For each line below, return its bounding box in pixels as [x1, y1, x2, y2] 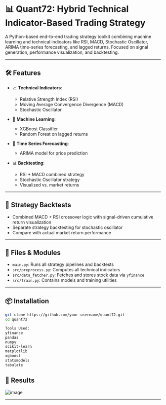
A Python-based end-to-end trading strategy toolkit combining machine [5, 34, 152, 39]
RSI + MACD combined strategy [19, 171, 85, 177]
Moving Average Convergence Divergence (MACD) [19, 101, 124, 107]
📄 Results [5, 376, 35, 385]
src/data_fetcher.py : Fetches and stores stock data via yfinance [12, 272, 145, 278]
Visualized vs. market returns [19, 182, 80, 187]
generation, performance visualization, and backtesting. [5, 49, 119, 55]
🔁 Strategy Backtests [5, 201, 72, 209]
